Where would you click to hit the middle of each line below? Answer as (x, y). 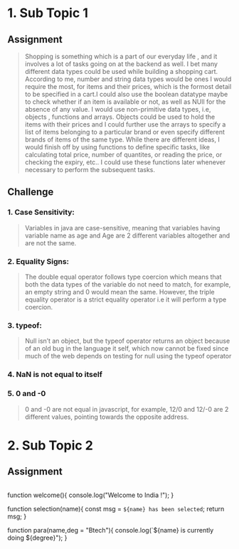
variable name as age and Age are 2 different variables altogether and (127, 235)
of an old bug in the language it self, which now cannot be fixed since (127, 348)
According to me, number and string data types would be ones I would (128, 79)
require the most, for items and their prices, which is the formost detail (128, 86)
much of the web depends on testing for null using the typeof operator (128, 356)
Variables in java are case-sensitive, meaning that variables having (122, 228)
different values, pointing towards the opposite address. (107, 417)
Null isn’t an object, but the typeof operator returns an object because (127, 341)
